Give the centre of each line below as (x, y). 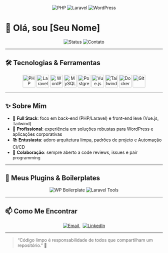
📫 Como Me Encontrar (41, 211)
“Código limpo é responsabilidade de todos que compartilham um (85, 240)
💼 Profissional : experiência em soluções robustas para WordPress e (83, 129)
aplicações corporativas (37, 134)
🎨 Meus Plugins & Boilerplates (53, 178)
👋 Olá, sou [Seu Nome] (53, 28)
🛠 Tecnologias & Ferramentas (53, 63)
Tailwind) (22, 123)
